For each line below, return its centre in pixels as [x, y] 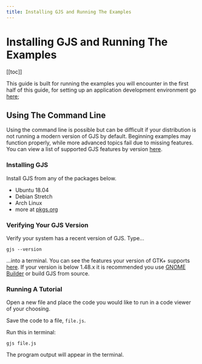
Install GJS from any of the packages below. [61, 178]
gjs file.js [21, 343]
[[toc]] [14, 72]
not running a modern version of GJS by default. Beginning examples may [99, 136]
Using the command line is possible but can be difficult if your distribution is [101, 130]
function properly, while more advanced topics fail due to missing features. [100, 143]
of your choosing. [28, 309]
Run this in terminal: [31, 332]
